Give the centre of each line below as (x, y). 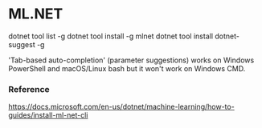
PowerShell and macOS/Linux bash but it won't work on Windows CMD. (127, 68)
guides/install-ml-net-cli (48, 115)
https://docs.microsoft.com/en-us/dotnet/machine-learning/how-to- (121, 107)
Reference (29, 89)
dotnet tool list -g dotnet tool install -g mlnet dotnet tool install (111, 36)
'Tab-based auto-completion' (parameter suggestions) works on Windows (131, 60)
